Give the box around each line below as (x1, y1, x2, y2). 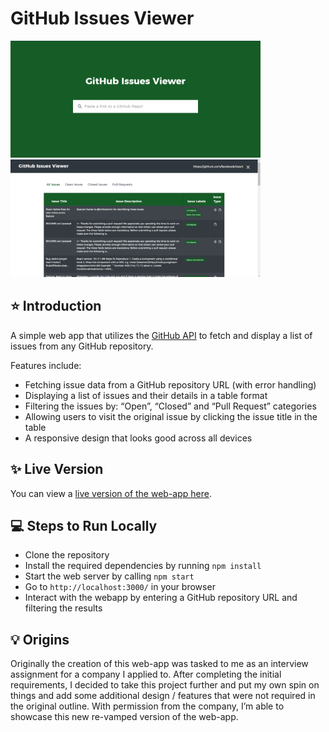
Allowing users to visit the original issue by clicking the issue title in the (24, 410, 318, 422)
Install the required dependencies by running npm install (24, 560, 262, 572)
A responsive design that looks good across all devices (24, 432, 253, 444)
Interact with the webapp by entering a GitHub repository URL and (24, 592, 298, 604)
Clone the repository (24, 549, 110, 561)
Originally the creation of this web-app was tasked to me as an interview (10, 658, 309, 670)
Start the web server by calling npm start (24, 570, 195, 582)
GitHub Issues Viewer (10, 7, 195, 30)
